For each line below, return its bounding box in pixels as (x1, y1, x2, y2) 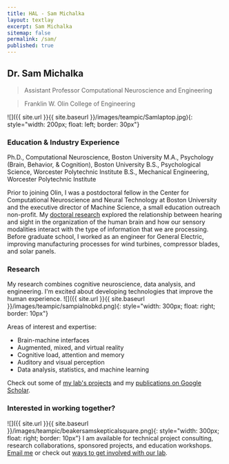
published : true (7, 42, 54, 49)
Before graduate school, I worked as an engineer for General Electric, (7, 233, 204, 241)
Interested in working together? (7, 403, 116, 413)
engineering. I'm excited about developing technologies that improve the (7, 287, 213, 296)
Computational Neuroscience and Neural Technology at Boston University (7, 196, 217, 204)
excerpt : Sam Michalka (7, 23, 72, 30)
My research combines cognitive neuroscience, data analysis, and (7, 280, 195, 289)
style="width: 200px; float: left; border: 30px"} (7, 120, 140, 128)
